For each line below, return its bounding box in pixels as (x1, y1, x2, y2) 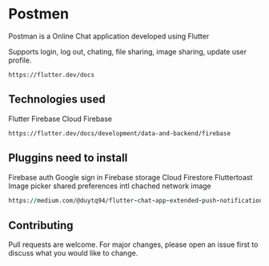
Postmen (8, 5, 70, 23)
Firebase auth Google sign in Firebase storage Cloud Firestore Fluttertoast (8, 172, 253, 182)
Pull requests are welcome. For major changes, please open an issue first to (8, 240, 259, 249)
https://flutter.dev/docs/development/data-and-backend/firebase (8, 129, 231, 137)
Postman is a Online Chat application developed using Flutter (8, 31, 210, 41)
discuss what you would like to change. (8, 248, 139, 258)
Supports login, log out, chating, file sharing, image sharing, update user (8, 46, 247, 56)
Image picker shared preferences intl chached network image (8, 181, 212, 191)
